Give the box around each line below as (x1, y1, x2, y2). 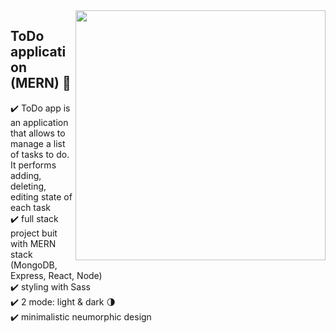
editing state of (10, 190, 73, 203)
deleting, (10, 180, 47, 192)
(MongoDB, (10, 259, 58, 271)
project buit (10, 227, 58, 239)
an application (10, 116, 69, 128)
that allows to (10, 127, 66, 139)
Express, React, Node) (10, 269, 103, 281)
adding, (10, 169, 42, 181)
